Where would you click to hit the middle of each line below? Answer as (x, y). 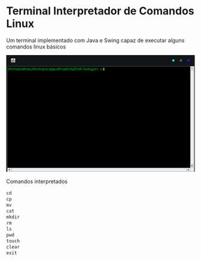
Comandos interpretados (37, 181)
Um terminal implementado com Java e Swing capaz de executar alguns (95, 40)
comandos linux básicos (36, 47)
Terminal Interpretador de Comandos (100, 11)
